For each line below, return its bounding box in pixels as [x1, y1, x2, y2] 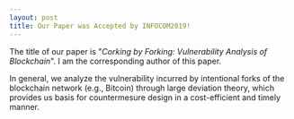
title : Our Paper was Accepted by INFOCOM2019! [9, 21, 192, 30]
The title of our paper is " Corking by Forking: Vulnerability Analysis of [9, 46, 268, 56]
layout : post [9, 13, 58, 22]
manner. [9, 101, 40, 112]
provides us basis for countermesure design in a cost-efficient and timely [9, 91, 281, 103]
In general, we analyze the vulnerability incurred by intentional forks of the [9, 72, 285, 83]
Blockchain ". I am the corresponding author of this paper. [9, 55, 222, 66]
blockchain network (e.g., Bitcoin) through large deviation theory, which [9, 82, 275, 93]
